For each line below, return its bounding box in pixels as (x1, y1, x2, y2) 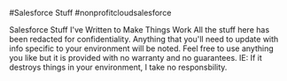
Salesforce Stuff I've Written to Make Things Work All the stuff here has (9, 25, 270, 34)
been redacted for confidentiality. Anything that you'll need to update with (9, 34, 279, 44)
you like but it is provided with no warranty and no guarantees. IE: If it (9, 53, 263, 63)
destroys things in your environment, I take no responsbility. (9, 62, 228, 72)
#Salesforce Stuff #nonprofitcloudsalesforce (9, 8, 172, 18)
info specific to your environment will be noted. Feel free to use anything (9, 43, 274, 54)
